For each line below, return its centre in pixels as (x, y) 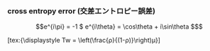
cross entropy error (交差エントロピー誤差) (82, 10)
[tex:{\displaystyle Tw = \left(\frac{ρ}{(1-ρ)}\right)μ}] (84, 41)
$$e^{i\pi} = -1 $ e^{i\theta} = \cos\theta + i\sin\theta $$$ (119, 27)
